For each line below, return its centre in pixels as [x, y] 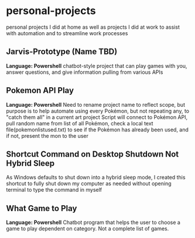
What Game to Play [42, 208]
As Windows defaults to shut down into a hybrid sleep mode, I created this [96, 178]
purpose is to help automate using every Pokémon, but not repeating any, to [98, 111]
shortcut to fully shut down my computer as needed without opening [89, 183]
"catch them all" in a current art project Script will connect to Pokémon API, [97, 117]
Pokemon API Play [40, 91]
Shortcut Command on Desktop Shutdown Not [93, 154]
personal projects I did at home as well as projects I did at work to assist [93, 27]
